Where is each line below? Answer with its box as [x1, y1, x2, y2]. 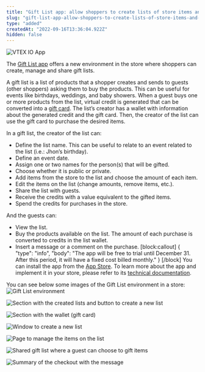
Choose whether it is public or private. [15, 168, 112, 175]
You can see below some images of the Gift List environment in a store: [6, 281, 185, 288]
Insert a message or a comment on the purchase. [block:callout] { [15, 243, 181, 251]
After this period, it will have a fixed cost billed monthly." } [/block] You [15, 256, 193, 264]
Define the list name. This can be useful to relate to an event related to [15, 141, 192, 149]
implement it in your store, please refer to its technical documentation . [15, 269, 192, 277]
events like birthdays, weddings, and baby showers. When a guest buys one [6, 92, 198, 99]
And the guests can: [6, 212, 57, 219]
